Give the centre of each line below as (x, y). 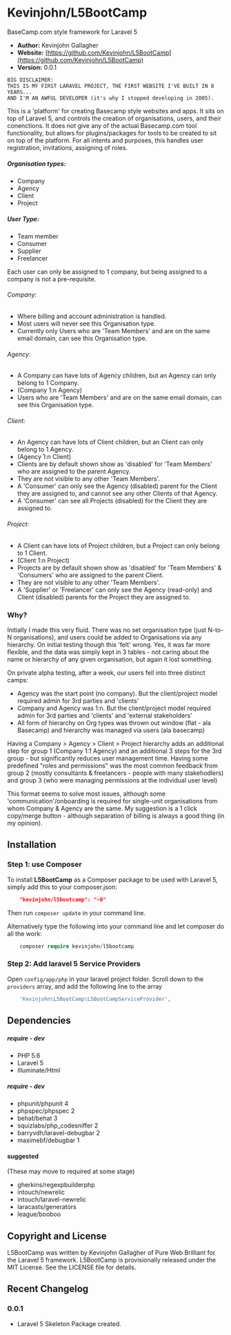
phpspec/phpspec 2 (46, 1110)
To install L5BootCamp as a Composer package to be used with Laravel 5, (113, 879)
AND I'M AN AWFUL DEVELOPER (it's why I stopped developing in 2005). (111, 98)
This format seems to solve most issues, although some (86, 794)
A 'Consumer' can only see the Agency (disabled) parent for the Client (117, 486)
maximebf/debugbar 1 (48, 1140)
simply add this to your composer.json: (62, 887)
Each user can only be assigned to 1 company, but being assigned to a (107, 272)
